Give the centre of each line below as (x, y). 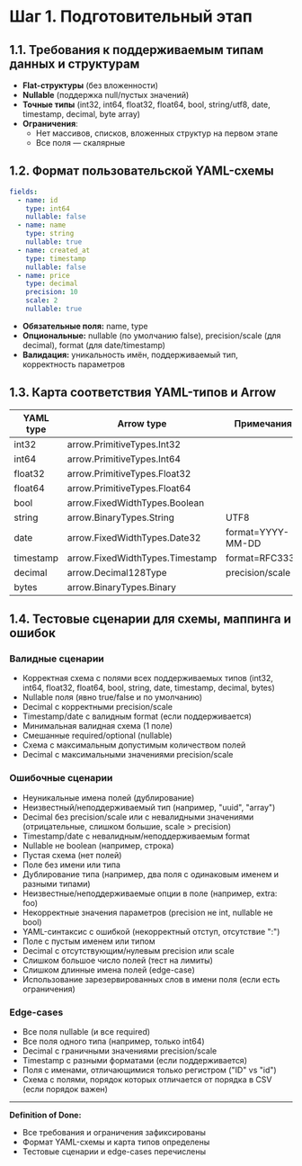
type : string (50, 234)
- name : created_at (54, 250)
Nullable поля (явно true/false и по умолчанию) (112, 697)
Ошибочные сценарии (61, 778)
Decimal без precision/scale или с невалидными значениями (138, 817)
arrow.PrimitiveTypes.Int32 (124, 444)
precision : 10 (52, 292)
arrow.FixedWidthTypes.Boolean (136, 503)
